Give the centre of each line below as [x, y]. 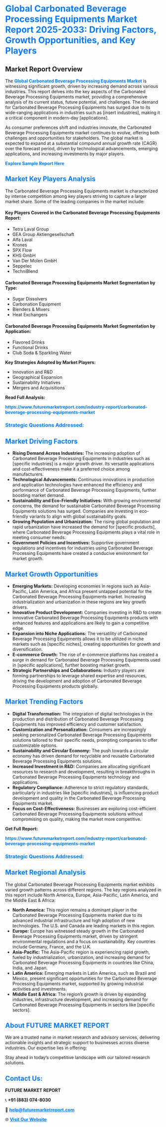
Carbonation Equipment [36, 304]
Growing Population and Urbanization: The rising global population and [86, 522]
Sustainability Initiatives [36, 383]
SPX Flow [22, 250]
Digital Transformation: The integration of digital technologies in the [82, 713]
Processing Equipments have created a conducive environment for [80, 553]
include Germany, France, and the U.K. [52, 947]
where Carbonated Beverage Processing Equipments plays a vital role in [86, 532]
